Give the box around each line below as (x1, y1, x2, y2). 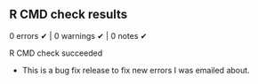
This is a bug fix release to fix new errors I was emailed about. (21, 65, 251, 75)
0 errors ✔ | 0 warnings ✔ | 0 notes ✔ (9, 30, 148, 41)
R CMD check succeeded (9, 48, 103, 58)
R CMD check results (9, 7, 128, 22)
